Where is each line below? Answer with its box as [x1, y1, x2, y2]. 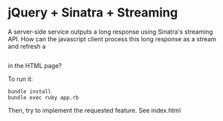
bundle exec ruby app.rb [8, 94, 79, 101]
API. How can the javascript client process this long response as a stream [8, 34, 216, 43]
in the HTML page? [8, 61, 62, 69]
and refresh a [8, 42, 46, 50]
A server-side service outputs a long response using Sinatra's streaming [8, 27, 213, 36]
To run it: [8, 74, 34, 83]
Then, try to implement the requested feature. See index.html [8, 106, 181, 114]
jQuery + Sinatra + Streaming [8, 5, 178, 21]
